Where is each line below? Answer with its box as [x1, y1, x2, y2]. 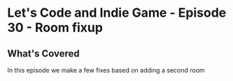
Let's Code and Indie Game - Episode [7, 5, 227, 21]
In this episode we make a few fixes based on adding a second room [7, 66, 205, 74]
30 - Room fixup [7, 20, 104, 36]
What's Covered [7, 47, 80, 59]
